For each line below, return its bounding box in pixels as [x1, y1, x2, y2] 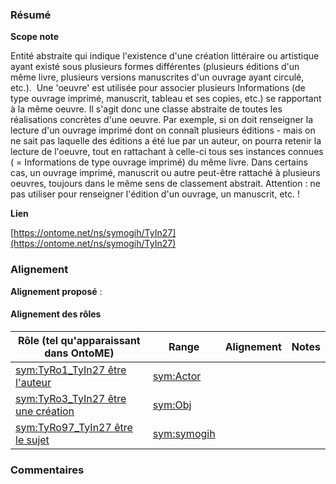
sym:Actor [152, 369, 202, 383]
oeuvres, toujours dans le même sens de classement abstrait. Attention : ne [10, 178, 321, 190]
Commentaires [10, 463, 85, 477]
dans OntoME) [44, 346, 115, 360]
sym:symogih [152, 426, 216, 440]
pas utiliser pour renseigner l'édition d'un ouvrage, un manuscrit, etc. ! [10, 188, 301, 200]
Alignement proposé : [10, 285, 103, 297]
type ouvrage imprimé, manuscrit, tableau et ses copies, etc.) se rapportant [10, 93, 322, 105]
